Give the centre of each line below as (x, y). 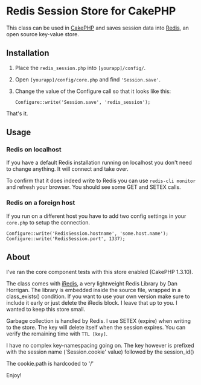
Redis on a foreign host (41, 203)
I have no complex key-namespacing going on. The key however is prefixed (100, 345)
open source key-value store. (43, 34)
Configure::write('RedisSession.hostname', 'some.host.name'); (88, 234)
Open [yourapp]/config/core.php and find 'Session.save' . (88, 79)
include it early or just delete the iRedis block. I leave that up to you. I (92, 302)
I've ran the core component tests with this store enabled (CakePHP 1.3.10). (100, 272)
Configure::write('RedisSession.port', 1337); (66, 239)
